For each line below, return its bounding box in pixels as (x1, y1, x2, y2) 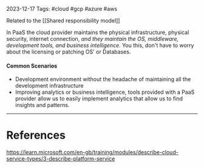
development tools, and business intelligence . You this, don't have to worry (6, 42, 194, 49)
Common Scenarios (6, 62, 58, 69)
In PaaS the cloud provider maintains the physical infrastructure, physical (6, 29, 189, 36)
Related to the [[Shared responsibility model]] (6, 17, 120, 24)
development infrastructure (15, 82, 84, 89)
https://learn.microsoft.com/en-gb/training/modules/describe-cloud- (6, 149, 179, 156)
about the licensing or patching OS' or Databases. (6, 48, 131, 55)
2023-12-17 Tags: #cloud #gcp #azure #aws (6, 5, 117, 12)
